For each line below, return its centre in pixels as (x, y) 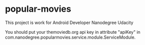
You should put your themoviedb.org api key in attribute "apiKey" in (73, 32)
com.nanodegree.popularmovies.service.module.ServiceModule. (70, 37)
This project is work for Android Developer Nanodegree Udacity (69, 22)
